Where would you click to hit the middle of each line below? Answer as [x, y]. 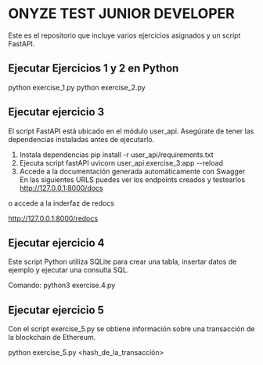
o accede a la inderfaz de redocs [61, 203]
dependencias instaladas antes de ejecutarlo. [81, 139]
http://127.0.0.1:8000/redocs [53, 218]
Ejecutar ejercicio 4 [56, 243]
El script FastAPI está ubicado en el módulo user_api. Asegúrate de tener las [131, 131]
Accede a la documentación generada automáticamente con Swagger [132, 171]
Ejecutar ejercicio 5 [56, 310]
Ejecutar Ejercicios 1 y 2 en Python [94, 69]
